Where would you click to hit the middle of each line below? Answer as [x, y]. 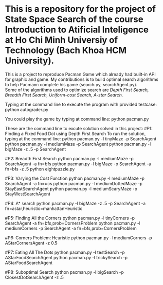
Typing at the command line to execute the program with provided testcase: [81, 104]
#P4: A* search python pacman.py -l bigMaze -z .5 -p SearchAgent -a [75, 203]
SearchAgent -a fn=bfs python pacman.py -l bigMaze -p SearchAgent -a [78, 164]
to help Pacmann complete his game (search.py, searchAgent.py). [71, 84]
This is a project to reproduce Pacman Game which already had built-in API [80, 74]
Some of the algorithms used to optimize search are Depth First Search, [77, 90]
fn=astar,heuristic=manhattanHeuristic [44, 209]
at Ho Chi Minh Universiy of [62, 40]
